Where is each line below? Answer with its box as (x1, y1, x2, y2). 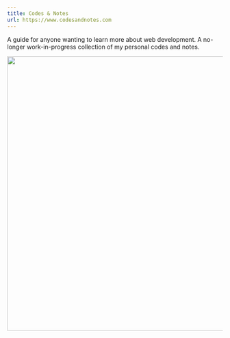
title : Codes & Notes (7, 10, 69, 17)
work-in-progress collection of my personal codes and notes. (27, 43, 200, 51)
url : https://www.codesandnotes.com (7, 16, 112, 23)
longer (7, 43, 26, 51)
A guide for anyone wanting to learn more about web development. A (7, 35, 202, 43)
